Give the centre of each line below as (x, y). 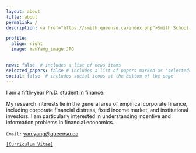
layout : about (23, 11)
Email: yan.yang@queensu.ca (42, 134)
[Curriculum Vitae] (30, 145)
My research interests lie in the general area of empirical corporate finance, (97, 104)
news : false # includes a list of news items (64, 65)
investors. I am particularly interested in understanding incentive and (88, 116)
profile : (17, 39)
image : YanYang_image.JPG (43, 49)
